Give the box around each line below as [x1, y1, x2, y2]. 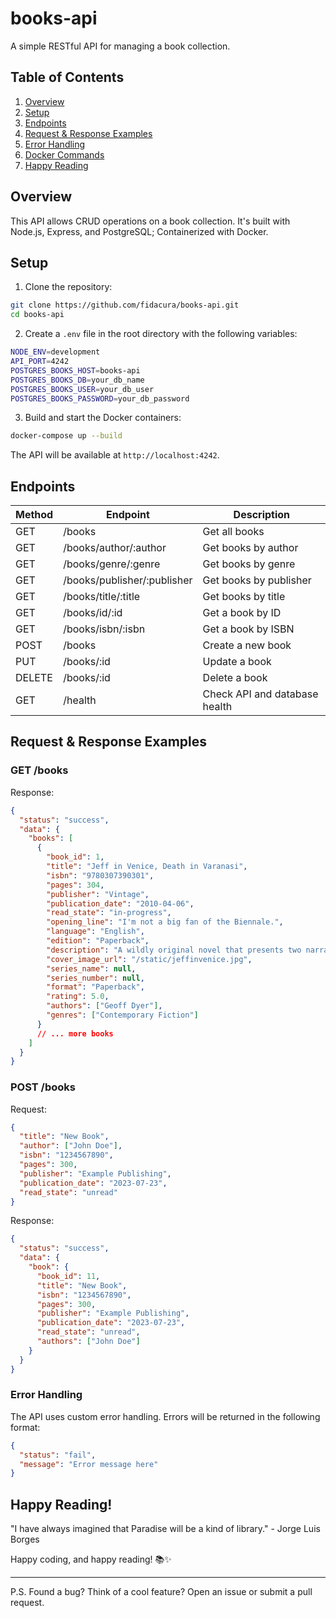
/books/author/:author [63, 541, 167, 555]
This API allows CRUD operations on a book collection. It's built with [10, 215, 291, 227]
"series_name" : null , [46, 963, 137, 974]
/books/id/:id [63, 606, 123, 620]
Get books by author [202, 541, 299, 555]
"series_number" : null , [46, 973, 145, 983]
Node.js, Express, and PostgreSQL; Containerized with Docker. [10, 225, 269, 237]
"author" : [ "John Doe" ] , [19, 1141, 123, 1151]
